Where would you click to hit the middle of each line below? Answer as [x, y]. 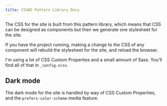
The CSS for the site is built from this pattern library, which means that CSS [83, 24]
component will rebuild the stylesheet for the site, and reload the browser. [82, 50]
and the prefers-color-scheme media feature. [52, 98]
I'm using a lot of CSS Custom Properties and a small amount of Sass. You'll [84, 60]
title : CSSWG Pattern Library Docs [43, 10]
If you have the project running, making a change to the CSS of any [75, 44]
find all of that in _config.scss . [37, 65]
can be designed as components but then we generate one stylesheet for [81, 29]
